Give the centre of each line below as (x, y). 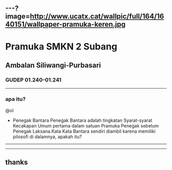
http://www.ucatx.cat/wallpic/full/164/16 (97, 17)
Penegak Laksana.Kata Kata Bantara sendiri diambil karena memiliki (84, 131)
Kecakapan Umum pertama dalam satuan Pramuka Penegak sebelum (86, 125)
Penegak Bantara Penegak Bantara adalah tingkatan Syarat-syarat (82, 120)
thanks (17, 162)
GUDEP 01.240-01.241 (33, 80)
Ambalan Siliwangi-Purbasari (53, 65)
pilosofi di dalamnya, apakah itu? (47, 136)
